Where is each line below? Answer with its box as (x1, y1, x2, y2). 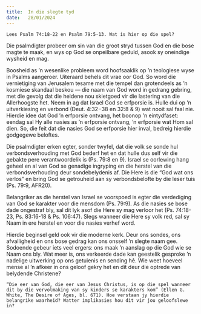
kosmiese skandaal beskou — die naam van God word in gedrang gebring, (6, 86, 192, 93)
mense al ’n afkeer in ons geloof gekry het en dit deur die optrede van (6, 263, 180, 270)
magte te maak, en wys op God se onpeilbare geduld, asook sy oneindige (6, 48, 189, 55)
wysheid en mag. (6, 55, 50, 62)
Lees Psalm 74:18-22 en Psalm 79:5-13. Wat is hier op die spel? (6, 31, 174, 37)
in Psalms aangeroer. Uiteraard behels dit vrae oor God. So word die (6, 73, 176, 80)
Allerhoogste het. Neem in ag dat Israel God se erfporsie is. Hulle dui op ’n (6, 98, 192, 106)
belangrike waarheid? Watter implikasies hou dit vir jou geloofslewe (6, 297, 188, 304)
